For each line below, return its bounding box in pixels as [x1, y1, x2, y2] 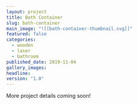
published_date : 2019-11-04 [6, 59, 77, 65]
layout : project [6, 8, 47, 15]
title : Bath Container [6, 14, 63, 20]
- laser [11, 48, 31, 54]
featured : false [6, 31, 47, 37]
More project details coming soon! [6, 92, 91, 100]
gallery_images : [6, 64, 47, 71]
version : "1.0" [6, 76, 44, 82]
